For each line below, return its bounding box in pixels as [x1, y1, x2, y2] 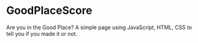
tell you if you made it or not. [6, 30, 77, 37]
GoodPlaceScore [6, 4, 92, 18]
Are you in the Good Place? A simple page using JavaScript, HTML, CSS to [6, 24, 192, 31]
